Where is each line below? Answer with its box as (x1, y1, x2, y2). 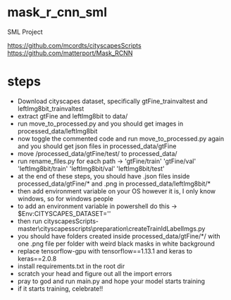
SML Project (7, 28, 43, 36)
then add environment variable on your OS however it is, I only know (17, 186, 216, 195)
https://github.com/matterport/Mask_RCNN (7, 49, 133, 57)
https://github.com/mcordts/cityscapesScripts (7, 41, 142, 49)
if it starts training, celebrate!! (17, 284, 104, 293)
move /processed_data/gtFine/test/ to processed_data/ (17, 149, 177, 157)
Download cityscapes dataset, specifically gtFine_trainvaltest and (17, 97, 208, 105)
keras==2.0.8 (17, 254, 57, 263)
